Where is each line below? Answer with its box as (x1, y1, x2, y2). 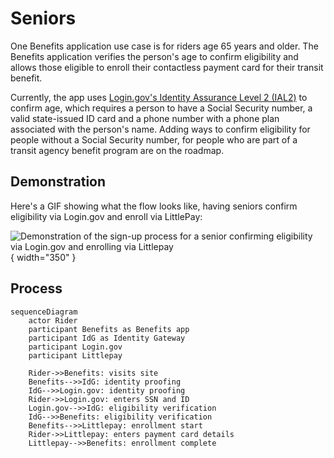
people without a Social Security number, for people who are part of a (10, 133, 298, 146)
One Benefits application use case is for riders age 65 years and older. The (10, 40, 319, 52)
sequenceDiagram (10, 307, 78, 317)
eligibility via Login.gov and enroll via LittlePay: (10, 210, 203, 222)
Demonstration (10, 173, 107, 191)
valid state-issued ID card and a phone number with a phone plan (10, 112, 280, 124)
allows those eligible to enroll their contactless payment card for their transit (10, 61, 324, 73)
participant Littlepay (28, 350, 123, 361)
